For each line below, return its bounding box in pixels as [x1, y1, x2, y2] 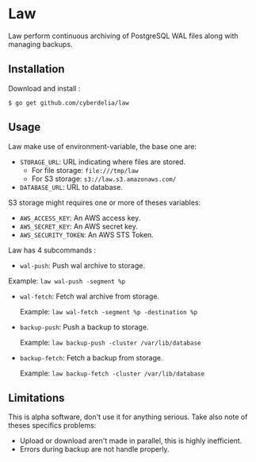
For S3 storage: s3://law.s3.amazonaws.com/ [31, 174, 177, 183]
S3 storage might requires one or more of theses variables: [8, 198, 201, 207]
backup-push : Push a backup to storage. [19, 322, 149, 332]
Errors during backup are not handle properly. [19, 445, 170, 454]
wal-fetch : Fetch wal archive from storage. [19, 291, 160, 301]
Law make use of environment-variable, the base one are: [8, 141, 197, 151]
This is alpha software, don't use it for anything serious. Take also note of [8, 412, 248, 422]
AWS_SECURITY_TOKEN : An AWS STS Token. [19, 229, 155, 239]
